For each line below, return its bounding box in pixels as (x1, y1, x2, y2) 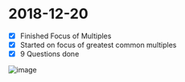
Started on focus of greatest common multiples (19, 41, 177, 49)
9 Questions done (19, 49, 80, 59)
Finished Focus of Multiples (19, 31, 112, 41)
